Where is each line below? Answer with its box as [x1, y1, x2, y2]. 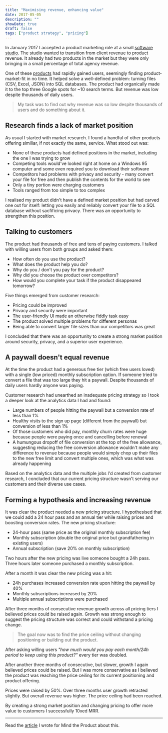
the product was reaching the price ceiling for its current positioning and [5, 672, 154, 679]
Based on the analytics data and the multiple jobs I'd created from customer [5, 471, 161, 477]
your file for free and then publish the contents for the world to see [12, 176, 150, 182]
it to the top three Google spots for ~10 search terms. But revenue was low [5, 86, 159, 92]
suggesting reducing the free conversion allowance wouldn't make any [12, 444, 159, 450]
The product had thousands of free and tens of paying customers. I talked [5, 241, 157, 247]
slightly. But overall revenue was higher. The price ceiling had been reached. [5, 693, 163, 699]
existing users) [12, 540, 43, 546]
